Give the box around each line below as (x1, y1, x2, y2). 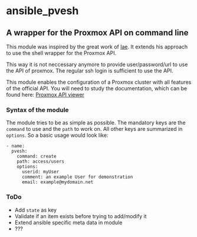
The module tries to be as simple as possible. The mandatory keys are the (6, 119, 186, 126)
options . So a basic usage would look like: (6, 131, 109, 139)
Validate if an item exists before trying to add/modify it (14, 212, 147, 219)
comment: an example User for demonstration (21, 174, 133, 180)
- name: (6, 143, 25, 149)
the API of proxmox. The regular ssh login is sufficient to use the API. (6, 67, 173, 74)
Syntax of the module (6, 106, 69, 114)
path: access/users (17, 159, 65, 164)
